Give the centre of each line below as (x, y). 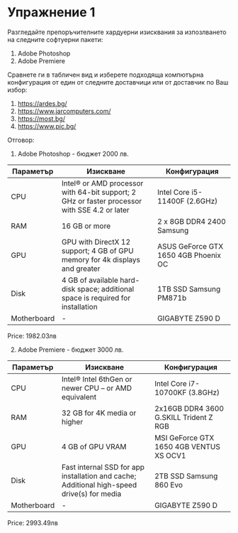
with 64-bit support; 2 (99, 192)
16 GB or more (86, 226)
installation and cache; (99, 475)
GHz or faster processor (102, 201)
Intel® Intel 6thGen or (97, 379)
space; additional (106, 289)
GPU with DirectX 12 (96, 242)
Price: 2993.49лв (33, 522)
